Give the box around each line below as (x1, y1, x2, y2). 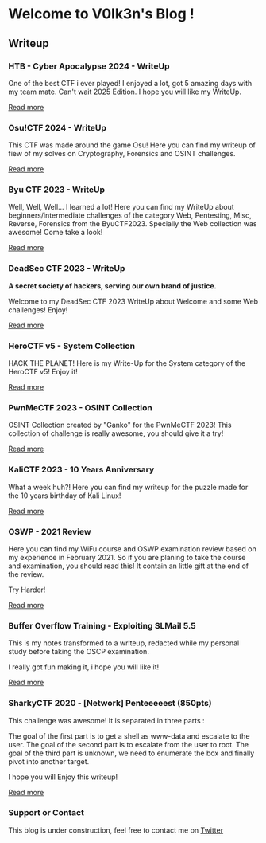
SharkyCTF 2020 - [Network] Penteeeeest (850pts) (8, 698, 212, 709)
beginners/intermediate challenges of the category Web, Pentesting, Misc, (8, 210, 252, 220)
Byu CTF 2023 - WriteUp (8, 184, 106, 195)
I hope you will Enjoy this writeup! (8, 772, 118, 782)
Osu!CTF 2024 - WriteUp (8, 122, 107, 133)
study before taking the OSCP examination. (8, 647, 149, 657)
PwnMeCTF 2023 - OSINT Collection (8, 402, 152, 413)
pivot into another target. (8, 756, 90, 766)
